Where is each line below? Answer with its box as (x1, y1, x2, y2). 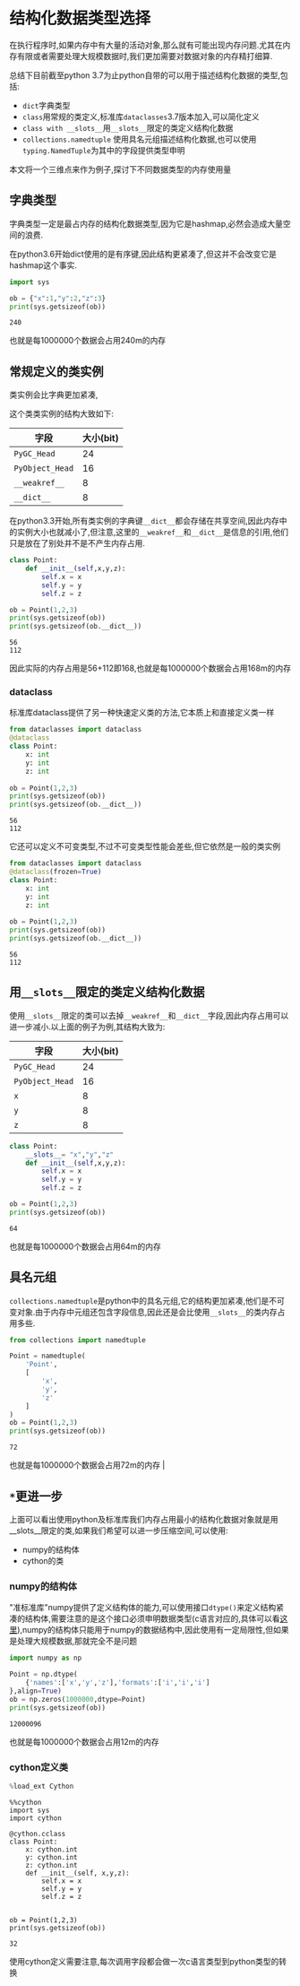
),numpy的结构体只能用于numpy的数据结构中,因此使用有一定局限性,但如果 (17, 1625, 289, 1635)
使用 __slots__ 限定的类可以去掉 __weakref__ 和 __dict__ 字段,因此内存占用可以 (9, 1010, 289, 1020)
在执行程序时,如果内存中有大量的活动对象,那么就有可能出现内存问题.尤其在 (9, 39, 284, 50)
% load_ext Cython (9, 1782, 74, 1791)
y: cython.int (25, 1852, 78, 1861)
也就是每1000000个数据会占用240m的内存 (9, 335, 167, 346)
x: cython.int (25, 1844, 78, 1854)
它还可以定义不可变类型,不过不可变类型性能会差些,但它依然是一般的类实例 (9, 841, 281, 852)
